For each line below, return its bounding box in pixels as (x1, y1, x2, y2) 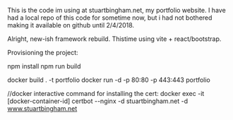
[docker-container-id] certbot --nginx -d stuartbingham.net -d (7, 97, 189, 105)
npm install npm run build (7, 62, 81, 70)
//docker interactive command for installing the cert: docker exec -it (7, 90, 205, 97)
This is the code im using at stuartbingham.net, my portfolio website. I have (7, 6, 226, 14)
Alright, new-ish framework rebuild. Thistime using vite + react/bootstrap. (7, 35, 222, 43)
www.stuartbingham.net (7, 104, 78, 112)
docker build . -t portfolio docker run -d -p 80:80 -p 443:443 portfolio (7, 76, 210, 84)
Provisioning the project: (7, 49, 79, 56)
